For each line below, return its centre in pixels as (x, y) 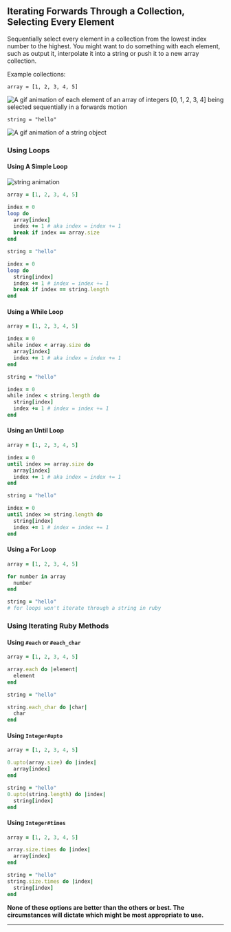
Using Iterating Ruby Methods (58, 626)
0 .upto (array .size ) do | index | (52, 763)
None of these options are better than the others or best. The (96, 907)
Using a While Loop (35, 311)
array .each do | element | (43, 670)
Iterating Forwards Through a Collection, (96, 11)
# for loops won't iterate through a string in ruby (84, 608)
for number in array (37, 576)
